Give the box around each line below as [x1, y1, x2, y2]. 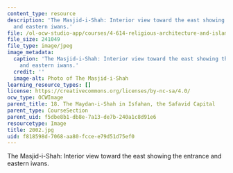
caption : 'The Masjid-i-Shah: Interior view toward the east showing [13, 56, 218, 63]
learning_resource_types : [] [7, 81, 92, 88]
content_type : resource [7, 10, 76, 17]
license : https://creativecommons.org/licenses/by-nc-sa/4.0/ [7, 88, 191, 94]
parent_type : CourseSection [7, 107, 89, 114]
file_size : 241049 [7, 36, 60, 43]
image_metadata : [7, 49, 54, 56]
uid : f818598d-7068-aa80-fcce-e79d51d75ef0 [7, 133, 135, 140]
